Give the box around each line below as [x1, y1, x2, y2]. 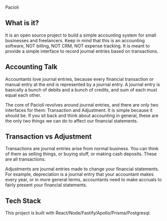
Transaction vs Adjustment [5, 133, 92, 141]
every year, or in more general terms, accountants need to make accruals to [5, 177, 162, 183]
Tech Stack [5, 196, 41, 205]
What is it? [5, 19, 39, 27]
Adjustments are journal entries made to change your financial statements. [5, 166, 159, 172]
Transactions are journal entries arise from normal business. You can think [5, 146, 159, 152]
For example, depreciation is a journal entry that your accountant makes [5, 171, 154, 177]
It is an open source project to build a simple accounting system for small [5, 32, 156, 38]
